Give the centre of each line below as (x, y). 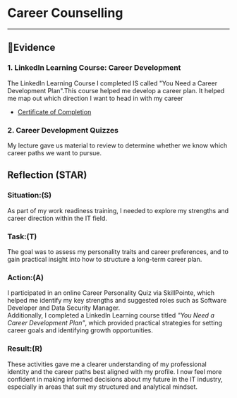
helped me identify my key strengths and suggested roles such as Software (117, 301)
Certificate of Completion (54, 111)
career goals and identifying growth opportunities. (80, 330)
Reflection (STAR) (47, 175)
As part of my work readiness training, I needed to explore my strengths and (118, 210)
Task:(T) (22, 236)
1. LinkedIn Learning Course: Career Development (94, 68)
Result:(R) (25, 349)
